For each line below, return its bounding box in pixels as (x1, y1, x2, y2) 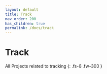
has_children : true (5, 21, 45, 26)
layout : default (5, 7, 38, 12)
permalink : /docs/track (5, 26, 54, 31)
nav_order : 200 (5, 16, 36, 21)
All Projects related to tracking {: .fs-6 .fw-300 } (5, 63, 103, 69)
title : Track (5, 12, 32, 17)
